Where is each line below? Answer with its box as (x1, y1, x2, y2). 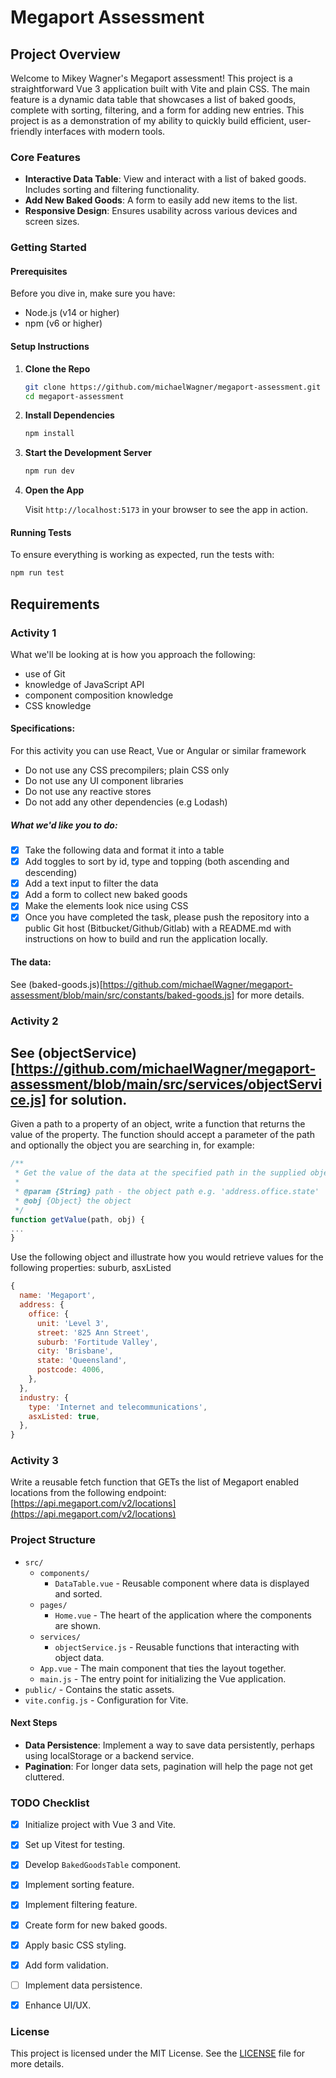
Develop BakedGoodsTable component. (24, 1859, 182, 1871)
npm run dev (24, 466, 75, 476)
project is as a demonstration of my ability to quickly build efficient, (10, 115, 287, 126)
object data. (54, 1651, 105, 1663)
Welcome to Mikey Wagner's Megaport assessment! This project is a (10, 72, 293, 84)
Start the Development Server (24, 447, 153, 459)
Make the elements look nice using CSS (24, 900, 189, 912)
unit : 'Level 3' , (36, 1318, 110, 1328)
